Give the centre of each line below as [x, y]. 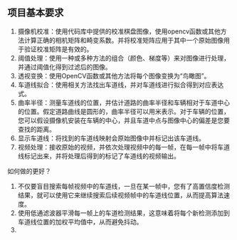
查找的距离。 [36, 129]
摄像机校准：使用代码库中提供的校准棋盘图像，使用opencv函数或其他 [119, 31]
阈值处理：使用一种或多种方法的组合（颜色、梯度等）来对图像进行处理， [123, 58]
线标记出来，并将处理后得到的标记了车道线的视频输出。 [99, 156]
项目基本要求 [36, 13]
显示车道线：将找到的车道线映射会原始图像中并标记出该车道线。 [111, 138]
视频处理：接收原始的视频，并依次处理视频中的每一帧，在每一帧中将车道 [123, 147]
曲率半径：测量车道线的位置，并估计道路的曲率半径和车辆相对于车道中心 [123, 103]
